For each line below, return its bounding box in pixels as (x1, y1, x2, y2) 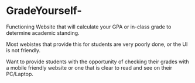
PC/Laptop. (6, 70, 34, 77)
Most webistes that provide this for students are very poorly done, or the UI (6, 41, 188, 48)
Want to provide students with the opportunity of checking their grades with (6, 58, 189, 65)
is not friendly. (6, 46, 41, 53)
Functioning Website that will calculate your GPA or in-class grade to (6, 23, 172, 30)
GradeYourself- (6, 4, 82, 17)
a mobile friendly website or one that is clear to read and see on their (6, 64, 173, 71)
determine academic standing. (6, 29, 80, 36)
